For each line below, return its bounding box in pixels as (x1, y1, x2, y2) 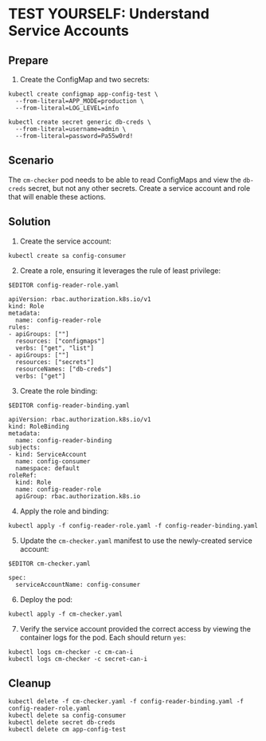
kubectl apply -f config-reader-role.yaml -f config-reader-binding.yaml (8, 521, 259, 529)
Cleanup (8, 676, 52, 691)
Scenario (8, 153, 54, 168)
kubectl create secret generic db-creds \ (8, 118, 151, 126)
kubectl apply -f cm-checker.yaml (8, 610, 123, 618)
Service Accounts (8, 22, 129, 40)
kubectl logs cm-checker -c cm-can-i (8, 648, 134, 656)
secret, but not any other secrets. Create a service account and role (27, 183, 251, 192)
